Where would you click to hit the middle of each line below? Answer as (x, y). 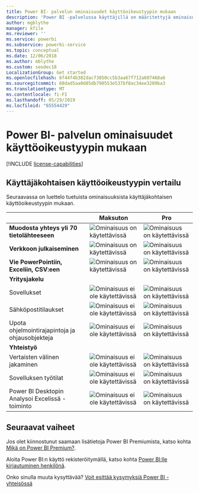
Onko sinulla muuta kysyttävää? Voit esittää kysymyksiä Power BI (86, 477)
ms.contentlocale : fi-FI (37, 94)
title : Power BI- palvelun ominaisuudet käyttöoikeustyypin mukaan (91, 12)
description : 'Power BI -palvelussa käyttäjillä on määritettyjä (88, 17)
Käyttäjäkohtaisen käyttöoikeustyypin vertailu (94, 183)
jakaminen (23, 365)
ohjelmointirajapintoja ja (42, 330)
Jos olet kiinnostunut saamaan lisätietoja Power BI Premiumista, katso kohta (99, 442)
